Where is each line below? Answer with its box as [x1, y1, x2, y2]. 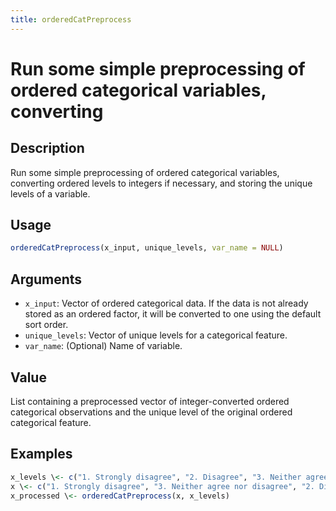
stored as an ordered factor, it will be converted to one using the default [24, 308, 322, 320]
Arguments [10, 271, 83, 288]
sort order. [24, 319, 69, 331]
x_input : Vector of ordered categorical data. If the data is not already [24, 297, 309, 310]
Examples [10, 446, 73, 463]
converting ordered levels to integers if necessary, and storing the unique [10, 177, 313, 189]
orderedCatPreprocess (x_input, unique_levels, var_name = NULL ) [10, 243, 284, 253]
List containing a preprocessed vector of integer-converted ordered [10, 395, 290, 407]
